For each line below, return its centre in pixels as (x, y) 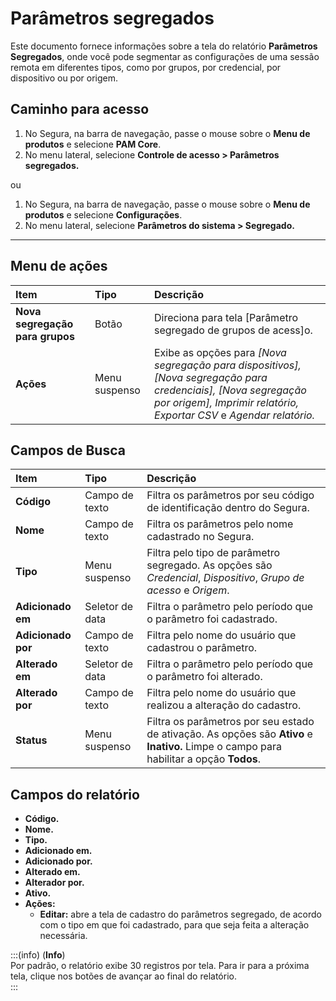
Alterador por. (54, 883)
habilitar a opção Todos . (203, 759)
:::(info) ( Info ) (38, 955)
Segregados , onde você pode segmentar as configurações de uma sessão (165, 56)
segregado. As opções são (209, 565)
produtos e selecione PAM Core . (93, 144)
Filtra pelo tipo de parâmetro (213, 553)
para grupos (45, 336)
